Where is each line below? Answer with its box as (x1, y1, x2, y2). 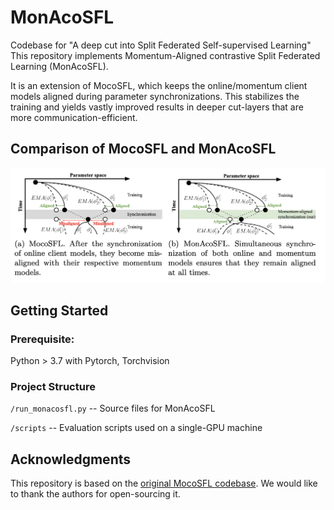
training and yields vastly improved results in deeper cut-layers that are (10, 101, 304, 113)
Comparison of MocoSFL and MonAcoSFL (10, 141, 277, 158)
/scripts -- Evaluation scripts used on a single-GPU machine (10, 422, 263, 434)
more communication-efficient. (10, 111, 138, 123)
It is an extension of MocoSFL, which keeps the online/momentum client (10, 79, 308, 91)
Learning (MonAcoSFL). (10, 60, 109, 72)
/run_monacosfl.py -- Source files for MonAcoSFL (10, 402, 216, 415)
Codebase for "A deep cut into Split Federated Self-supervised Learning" (10, 39, 312, 51)
